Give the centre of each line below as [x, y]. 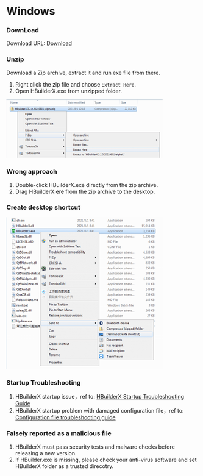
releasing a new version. [46, 453]
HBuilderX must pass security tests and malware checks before [95, 447]
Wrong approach [32, 172]
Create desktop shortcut [43, 207]
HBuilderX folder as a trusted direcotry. [64, 466]
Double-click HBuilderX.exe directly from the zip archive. [87, 185]
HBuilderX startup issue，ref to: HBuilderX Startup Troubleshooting [100, 397]
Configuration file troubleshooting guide [65, 417]
